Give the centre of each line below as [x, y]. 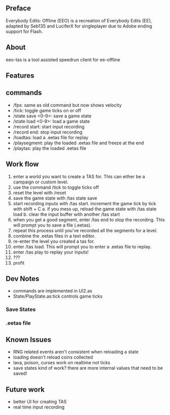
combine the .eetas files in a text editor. [54, 236]
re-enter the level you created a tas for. [54, 241]
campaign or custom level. [41, 182]
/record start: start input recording [49, 126]
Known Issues [29, 340]
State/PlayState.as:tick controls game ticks [58, 296]
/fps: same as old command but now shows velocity [67, 105]
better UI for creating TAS [40, 401]
